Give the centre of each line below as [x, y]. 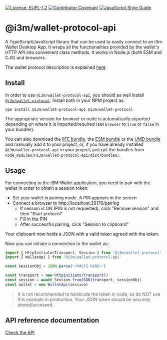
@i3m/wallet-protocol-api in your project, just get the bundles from [75, 149]
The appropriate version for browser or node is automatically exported [77, 119]
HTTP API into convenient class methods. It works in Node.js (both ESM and [83, 52]
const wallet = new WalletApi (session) [47, 285]
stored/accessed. [35, 305]
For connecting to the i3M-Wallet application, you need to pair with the [78, 183]
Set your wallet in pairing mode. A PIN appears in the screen [74, 198]
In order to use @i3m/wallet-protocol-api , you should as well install [74, 95]
